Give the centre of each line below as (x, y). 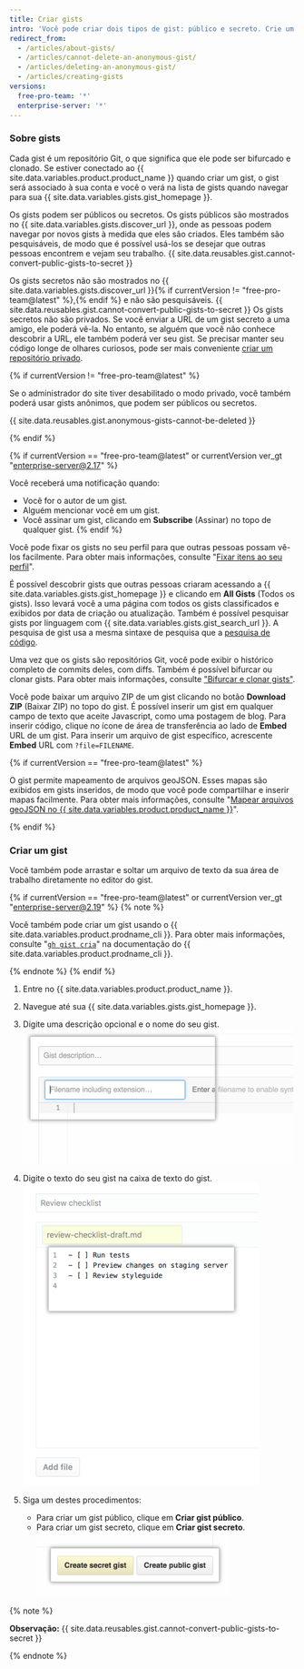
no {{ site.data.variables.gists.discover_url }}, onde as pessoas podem (141, 224)
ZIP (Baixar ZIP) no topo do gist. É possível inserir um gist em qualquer (142, 706)
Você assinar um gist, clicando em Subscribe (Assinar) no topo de (147, 519)
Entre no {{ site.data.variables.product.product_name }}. (127, 989)
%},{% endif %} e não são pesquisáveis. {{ (142, 299)
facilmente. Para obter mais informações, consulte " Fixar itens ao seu (152, 557)
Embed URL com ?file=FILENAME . (72, 745)
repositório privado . (46, 357)
